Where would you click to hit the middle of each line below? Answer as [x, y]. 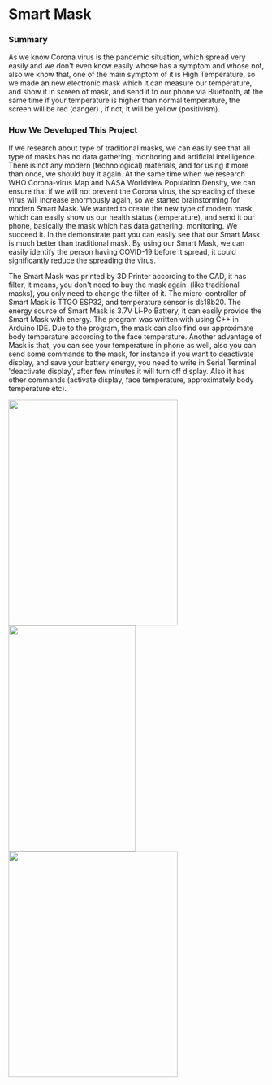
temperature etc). [38, 388]
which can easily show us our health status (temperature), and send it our [132, 217]
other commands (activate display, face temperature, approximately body [131, 380]
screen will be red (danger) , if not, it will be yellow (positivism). [114, 109]
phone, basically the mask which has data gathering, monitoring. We [123, 225]
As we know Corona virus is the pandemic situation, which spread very [127, 57]
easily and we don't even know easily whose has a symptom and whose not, [136, 66]
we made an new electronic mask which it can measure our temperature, [130, 83]
